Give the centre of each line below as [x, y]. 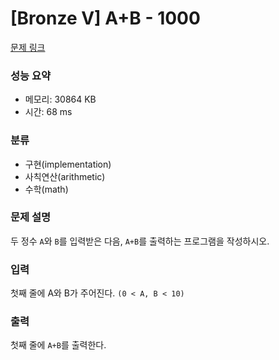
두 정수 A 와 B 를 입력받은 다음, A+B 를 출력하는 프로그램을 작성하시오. [140, 241]
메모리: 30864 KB [60, 99]
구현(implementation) [68, 164]
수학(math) [46, 189]
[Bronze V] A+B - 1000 [105, 18]
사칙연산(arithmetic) [65, 176]
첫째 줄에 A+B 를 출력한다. [58, 345]
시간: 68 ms [48, 112]
